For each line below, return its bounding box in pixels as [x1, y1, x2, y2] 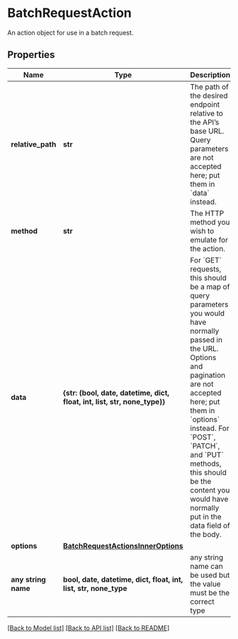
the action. [190, 243, 225, 253]
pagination [190, 370, 225, 380]
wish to [190, 226, 215, 236]
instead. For [190, 423, 229, 433]
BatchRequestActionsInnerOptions [62, 541, 183, 551]
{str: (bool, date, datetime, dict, [62, 388, 170, 398]
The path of [190, 81, 229, 91]
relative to [190, 108, 223, 118]
